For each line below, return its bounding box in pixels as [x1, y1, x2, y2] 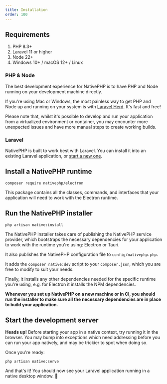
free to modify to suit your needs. [5, 266, 74, 272]
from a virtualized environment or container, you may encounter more [5, 118, 148, 125]
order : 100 [5, 12, 28, 17]
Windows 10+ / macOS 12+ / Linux [12, 59, 83, 65]
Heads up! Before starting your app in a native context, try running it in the [5, 329, 159, 335]
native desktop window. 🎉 [5, 373, 58, 379]
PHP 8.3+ [12, 43, 32, 50]
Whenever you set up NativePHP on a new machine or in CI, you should [5, 291, 156, 297]
